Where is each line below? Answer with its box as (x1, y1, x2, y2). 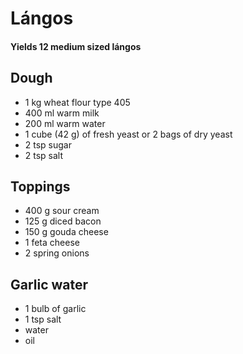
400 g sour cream (24, 205, 100, 217)
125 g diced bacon (24, 215, 102, 227)
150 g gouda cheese (24, 226, 109, 238)
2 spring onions (24, 247, 90, 259)
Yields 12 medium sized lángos (10, 40, 142, 52)
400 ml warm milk (24, 107, 100, 119)
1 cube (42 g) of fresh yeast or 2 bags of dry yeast (24, 128, 233, 140)
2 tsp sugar (24, 138, 73, 151)
